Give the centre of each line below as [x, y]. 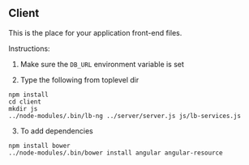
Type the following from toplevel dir [79, 79]
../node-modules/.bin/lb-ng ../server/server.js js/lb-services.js [125, 116]
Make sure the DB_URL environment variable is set [102, 64]
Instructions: [29, 49]
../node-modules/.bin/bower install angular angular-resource [116, 153]
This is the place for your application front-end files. [95, 32]
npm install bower [39, 146]
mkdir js [23, 108]
